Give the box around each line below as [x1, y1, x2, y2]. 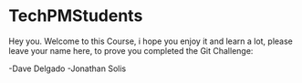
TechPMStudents [8, 5, 143, 26]
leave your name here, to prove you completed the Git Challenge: [8, 45, 254, 56]
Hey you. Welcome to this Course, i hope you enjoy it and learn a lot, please [8, 36, 294, 47]
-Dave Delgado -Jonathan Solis [8, 63, 127, 74]
